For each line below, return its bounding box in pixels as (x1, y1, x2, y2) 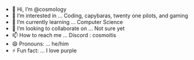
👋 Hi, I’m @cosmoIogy (11, 6, 67, 13)
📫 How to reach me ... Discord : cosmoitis (11, 32, 117, 38)
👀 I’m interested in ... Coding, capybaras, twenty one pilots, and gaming (11, 12, 189, 19)
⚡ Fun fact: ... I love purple (11, 47, 77, 54)
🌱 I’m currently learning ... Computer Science (11, 19, 123, 25)
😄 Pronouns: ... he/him (11, 40, 69, 47)
